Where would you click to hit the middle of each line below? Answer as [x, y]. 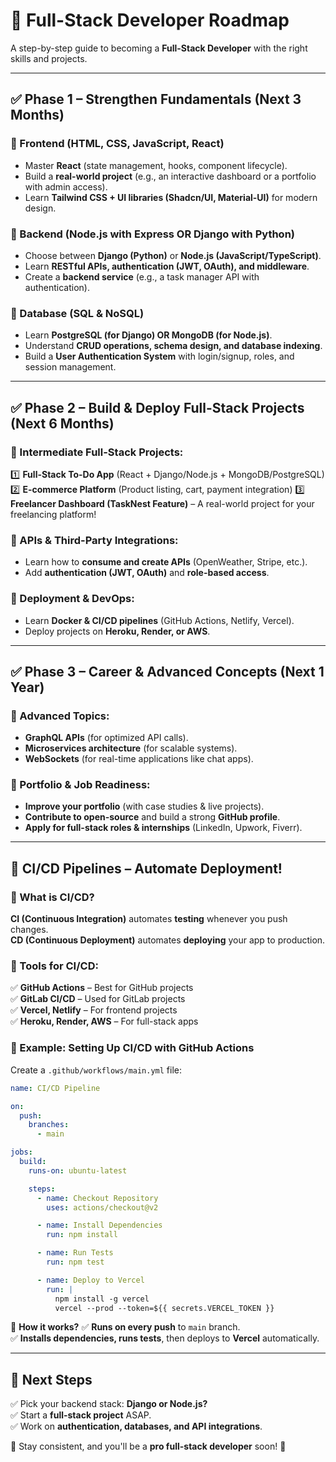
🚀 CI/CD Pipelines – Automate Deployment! [146, 868]
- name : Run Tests [75, 1253]
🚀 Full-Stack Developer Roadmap [150, 20]
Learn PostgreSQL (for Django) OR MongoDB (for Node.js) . [148, 335]
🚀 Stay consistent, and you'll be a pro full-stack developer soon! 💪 [148, 1446]
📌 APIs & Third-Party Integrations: [94, 540]
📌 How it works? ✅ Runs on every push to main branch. [125, 1327]
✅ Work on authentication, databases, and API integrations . [136, 1426]
